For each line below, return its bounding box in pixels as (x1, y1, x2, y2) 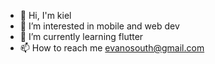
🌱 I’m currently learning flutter (19, 31, 144, 42)
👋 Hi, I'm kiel (19, 10, 72, 21)
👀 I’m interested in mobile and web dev (19, 20, 180, 32)
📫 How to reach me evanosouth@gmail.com (19, 42, 205, 54)
